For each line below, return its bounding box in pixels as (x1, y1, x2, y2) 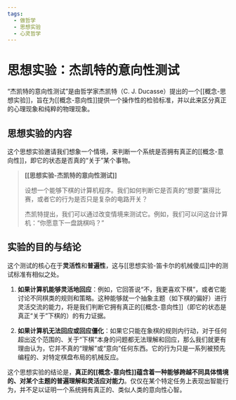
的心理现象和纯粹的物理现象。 (7, 105, 93, 113)
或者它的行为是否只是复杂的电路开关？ (37, 195, 148, 203)
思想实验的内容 (7, 127, 72, 139)
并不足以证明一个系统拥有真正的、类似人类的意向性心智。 (19, 385, 186, 394)
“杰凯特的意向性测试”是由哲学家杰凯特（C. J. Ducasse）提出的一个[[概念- (7, 87, 220, 96)
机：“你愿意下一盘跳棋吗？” (24, 219, 105, 227)
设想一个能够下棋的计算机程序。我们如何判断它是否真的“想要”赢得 (24, 186, 216, 194)
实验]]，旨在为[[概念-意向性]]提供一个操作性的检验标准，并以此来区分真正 (13, 96, 227, 104)
